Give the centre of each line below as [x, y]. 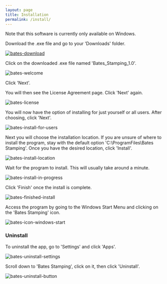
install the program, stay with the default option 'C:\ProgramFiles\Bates [79, 143]
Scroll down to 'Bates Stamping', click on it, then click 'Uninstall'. [73, 266]
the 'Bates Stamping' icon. [33, 212]
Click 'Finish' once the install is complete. [49, 188]
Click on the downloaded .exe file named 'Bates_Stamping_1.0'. [71, 63]
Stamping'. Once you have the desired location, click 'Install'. [69, 148]
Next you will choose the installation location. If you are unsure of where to [83, 137]
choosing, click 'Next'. [28, 118]
